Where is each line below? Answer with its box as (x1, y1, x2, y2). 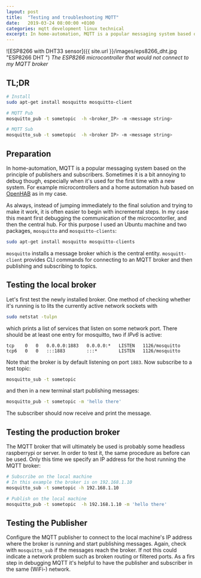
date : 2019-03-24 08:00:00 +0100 (6, 20, 95, 26)
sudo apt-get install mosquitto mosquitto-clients (6, 239, 135, 245)
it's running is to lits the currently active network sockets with (6, 302, 158, 309)
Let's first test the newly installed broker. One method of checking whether (6, 295, 191, 303)
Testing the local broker (6, 280, 97, 290)
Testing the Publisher (6, 517, 88, 528)
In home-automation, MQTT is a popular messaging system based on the (6, 164, 187, 172)
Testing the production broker (6, 427, 120, 437)
